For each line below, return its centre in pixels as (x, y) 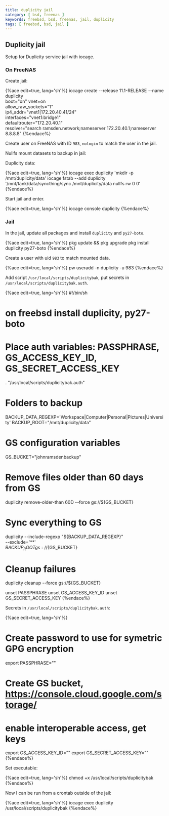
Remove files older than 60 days (74, 477)
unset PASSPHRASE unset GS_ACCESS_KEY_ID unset (61, 593)
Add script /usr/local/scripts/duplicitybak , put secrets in (67, 277)
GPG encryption (40, 649)
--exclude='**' (21, 542)
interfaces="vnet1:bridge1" (33, 117)
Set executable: (22, 768)
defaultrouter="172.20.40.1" (34, 123)
